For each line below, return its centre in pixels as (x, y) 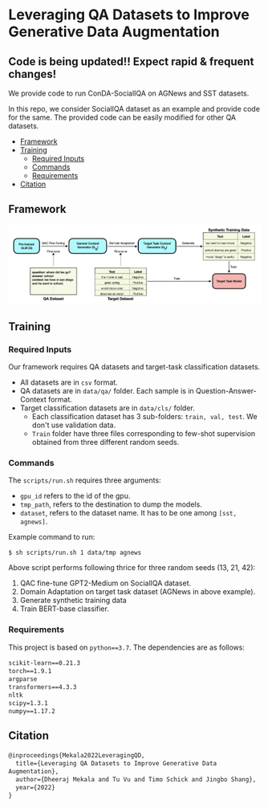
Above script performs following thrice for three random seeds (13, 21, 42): (132, 568)
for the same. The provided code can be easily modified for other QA (122, 117)
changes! (32, 74)
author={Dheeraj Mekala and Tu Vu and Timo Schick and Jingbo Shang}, (136, 779)
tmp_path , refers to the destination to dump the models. (111, 504)
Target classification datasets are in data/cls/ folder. (107, 408)
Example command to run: (52, 537)
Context (33, 400)
